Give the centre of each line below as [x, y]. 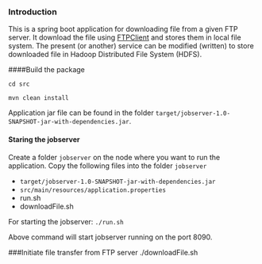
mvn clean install [39, 98]
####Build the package [47, 70]
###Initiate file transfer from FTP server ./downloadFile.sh [103, 252]
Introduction [33, 12]
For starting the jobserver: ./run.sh [66, 221]
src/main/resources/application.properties [93, 190]
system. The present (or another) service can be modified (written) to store [131, 46]
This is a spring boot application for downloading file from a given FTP [123, 29]
